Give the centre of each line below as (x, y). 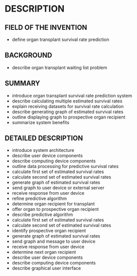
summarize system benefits (41, 122)
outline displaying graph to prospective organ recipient (68, 117)
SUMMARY (23, 84)
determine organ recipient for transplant (53, 204)
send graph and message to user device (54, 241)
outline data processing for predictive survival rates (65, 167)
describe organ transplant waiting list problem (59, 67)
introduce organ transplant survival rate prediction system (72, 95)
